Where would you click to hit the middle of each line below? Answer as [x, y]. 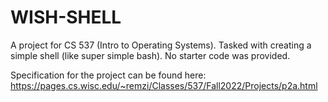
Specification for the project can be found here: [108, 75]
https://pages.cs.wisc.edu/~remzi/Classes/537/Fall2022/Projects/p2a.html [164, 85]
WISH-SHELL [66, 17]
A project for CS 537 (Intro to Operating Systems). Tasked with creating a [161, 45]
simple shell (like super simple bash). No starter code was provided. [150, 55]
